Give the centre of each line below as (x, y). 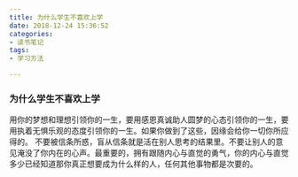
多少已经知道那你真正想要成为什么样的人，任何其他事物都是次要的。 (133, 164)
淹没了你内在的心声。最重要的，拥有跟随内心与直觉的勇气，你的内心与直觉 (153, 153)
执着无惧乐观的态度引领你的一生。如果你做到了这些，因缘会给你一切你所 (149, 131)
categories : (31, 34)
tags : (19, 50)
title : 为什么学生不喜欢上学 (56, 17)
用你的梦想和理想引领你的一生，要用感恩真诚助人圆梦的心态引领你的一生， (145, 119)
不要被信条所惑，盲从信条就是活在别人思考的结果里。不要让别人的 (155, 142)
